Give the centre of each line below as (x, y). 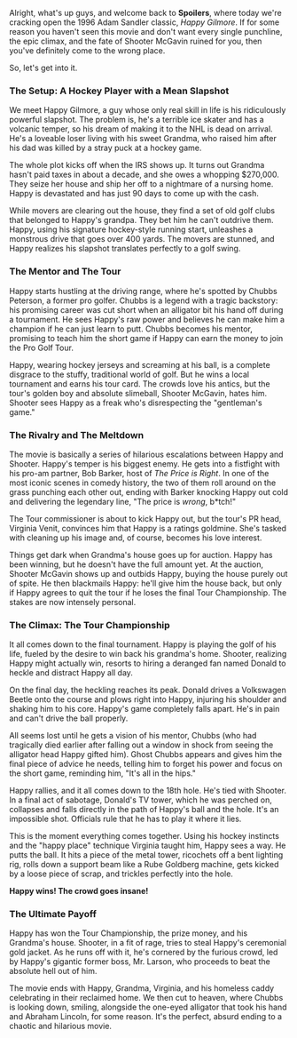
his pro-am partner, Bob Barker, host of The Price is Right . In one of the (139, 473)
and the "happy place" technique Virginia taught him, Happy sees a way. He (148, 846)
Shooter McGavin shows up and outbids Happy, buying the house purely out (148, 573)
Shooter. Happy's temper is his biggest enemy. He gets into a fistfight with (145, 463)
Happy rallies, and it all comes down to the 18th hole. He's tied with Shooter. (148, 791)
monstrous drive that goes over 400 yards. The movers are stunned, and (142, 239)
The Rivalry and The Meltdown (77, 435)
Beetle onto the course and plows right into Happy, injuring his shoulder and (148, 699)
